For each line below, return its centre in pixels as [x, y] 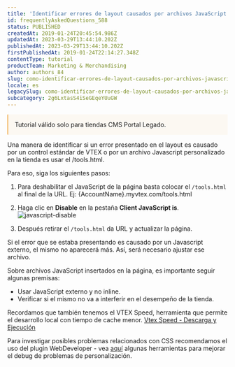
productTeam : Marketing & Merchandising [67, 66]
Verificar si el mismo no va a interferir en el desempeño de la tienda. [116, 299]
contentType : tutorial [40, 59]
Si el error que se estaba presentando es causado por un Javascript [105, 242]
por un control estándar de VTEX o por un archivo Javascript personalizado [116, 152]
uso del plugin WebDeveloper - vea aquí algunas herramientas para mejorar [116, 348]
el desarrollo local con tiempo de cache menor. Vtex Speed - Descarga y [112, 320]
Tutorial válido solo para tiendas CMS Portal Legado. [91, 124]
